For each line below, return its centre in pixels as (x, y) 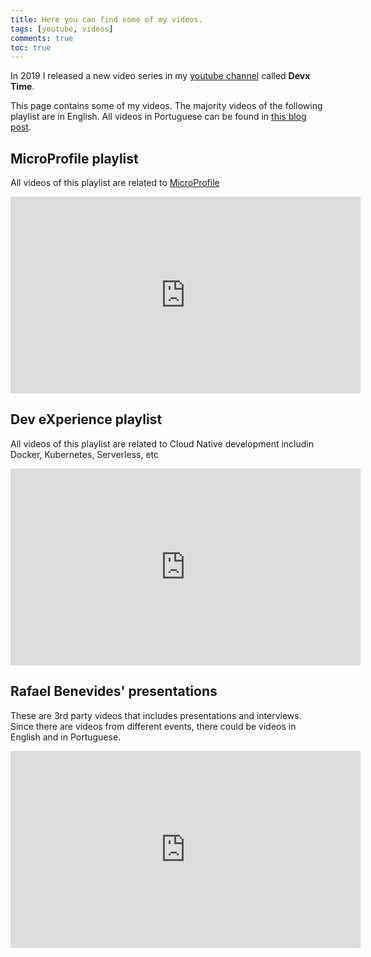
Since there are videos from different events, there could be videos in (153, 726)
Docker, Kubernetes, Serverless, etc (85, 454)
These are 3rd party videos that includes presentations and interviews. (156, 715)
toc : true (31, 47)
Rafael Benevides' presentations (114, 691)
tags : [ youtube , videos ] (62, 29)
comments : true (42, 38)
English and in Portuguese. (66, 737)
